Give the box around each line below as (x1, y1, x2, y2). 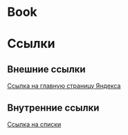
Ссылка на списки (7, 120, 62, 128)
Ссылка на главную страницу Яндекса (7, 82, 121, 90)
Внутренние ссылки (7, 102, 100, 114)
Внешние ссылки (7, 63, 86, 75)
